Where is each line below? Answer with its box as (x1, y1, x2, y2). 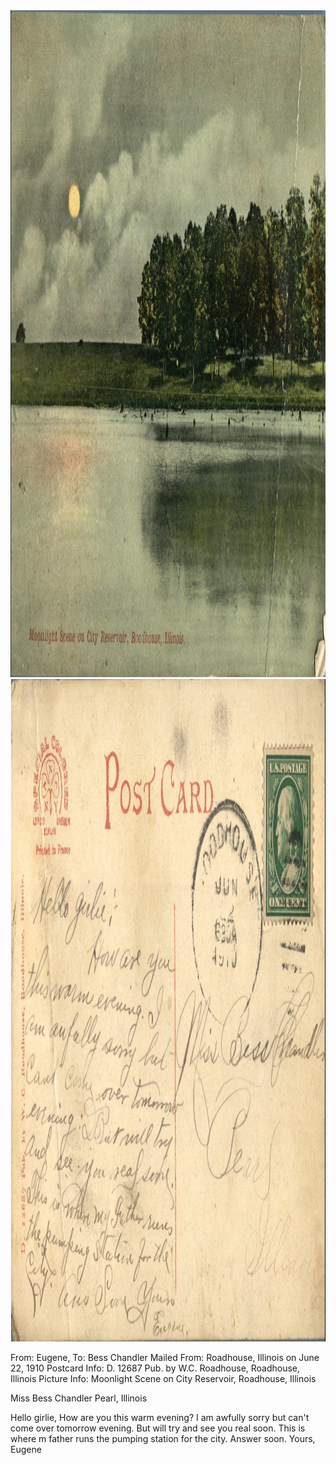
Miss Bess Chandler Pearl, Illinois (10, 1392, 148, 1404)
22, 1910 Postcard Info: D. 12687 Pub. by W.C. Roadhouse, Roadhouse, (10, 1362, 301, 1374)
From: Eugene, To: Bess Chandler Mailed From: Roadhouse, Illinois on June (10, 1352, 320, 1363)
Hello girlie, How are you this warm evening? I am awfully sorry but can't (10, 1412, 310, 1423)
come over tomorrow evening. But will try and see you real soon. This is (10, 1422, 306, 1434)
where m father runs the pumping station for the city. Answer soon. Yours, (10, 1433, 316, 1444)
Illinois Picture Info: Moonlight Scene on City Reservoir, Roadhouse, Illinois (10, 1373, 317, 1384)
